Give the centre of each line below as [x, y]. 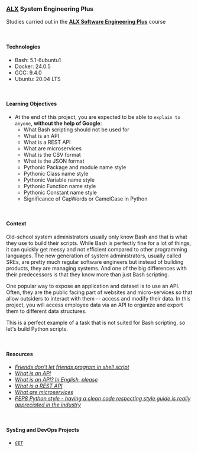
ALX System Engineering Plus [50, 9]
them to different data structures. [46, 311]
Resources [20, 354]
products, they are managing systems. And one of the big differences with [97, 268]
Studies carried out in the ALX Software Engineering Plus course [86, 22]
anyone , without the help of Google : [58, 123]
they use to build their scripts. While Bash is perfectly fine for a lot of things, [99, 243]
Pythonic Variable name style [59, 180]
